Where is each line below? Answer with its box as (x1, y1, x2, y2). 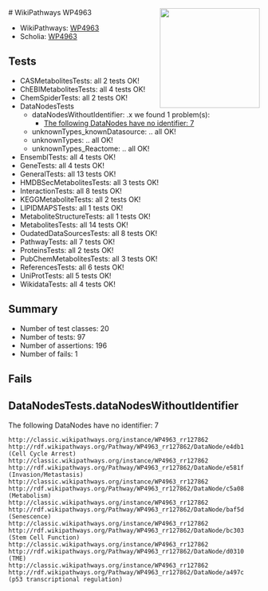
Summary (8, 302, 58, 316)
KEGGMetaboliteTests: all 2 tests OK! (19, 195, 141, 204)
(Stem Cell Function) (8, 534, 81, 542)
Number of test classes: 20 (19, 323, 109, 333)
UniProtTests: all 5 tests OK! (19, 270, 112, 280)
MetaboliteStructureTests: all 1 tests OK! (19, 211, 151, 221)
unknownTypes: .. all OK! (31, 135, 113, 144)
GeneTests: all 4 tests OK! (19, 160, 105, 170)
